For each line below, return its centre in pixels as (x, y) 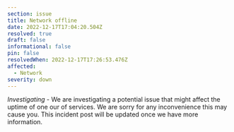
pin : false (23, 54)
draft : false (27, 40)
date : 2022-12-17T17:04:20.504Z (55, 27)
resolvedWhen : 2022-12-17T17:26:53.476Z (68, 60)
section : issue (30, 14)
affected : (22, 66)
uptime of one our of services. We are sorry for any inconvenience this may (117, 107)
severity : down (30, 79)
